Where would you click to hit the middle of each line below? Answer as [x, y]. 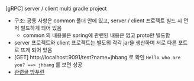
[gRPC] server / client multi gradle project [56, 9]
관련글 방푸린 [29, 72]
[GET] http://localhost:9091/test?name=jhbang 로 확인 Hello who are [97, 57]
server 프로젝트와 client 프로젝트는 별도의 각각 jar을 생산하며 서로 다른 [95, 43]
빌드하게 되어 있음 [41, 28]
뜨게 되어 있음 [36, 50]
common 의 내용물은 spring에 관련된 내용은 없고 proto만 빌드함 [96, 35]
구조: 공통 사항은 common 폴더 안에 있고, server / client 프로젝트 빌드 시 [98, 21]
